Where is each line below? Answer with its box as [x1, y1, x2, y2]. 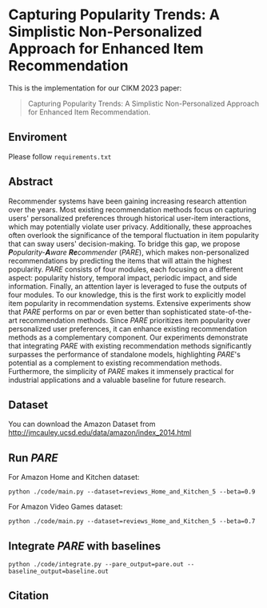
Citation [8, 589, 50, 602]
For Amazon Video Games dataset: [8, 502, 123, 512]
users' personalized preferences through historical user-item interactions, [8, 213, 252, 223]
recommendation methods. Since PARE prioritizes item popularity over [18, 315, 251, 325]
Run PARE [8, 451, 58, 465]
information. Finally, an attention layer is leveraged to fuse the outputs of [8, 281, 248, 291]
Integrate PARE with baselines [8, 539, 161, 553]
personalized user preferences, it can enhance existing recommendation [8, 324, 248, 333]
